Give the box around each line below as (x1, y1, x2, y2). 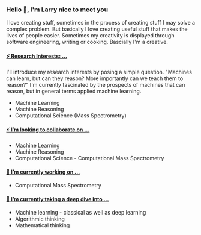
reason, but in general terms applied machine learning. (6, 87, 142, 95)
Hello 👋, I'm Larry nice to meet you (6, 5, 109, 14)
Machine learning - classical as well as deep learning (14, 209, 146, 216)
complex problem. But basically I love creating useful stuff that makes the (6, 25, 188, 33)
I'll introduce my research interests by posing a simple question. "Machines (6, 68, 192, 75)
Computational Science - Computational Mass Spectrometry (14, 154, 164, 161)
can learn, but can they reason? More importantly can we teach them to (6, 75, 184, 82)
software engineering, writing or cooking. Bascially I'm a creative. (6, 39, 168, 46)
